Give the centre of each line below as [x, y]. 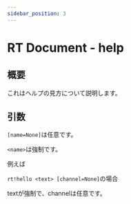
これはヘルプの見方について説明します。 [64, 93]
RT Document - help [65, 47]
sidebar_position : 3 [37, 13]
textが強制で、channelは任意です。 [57, 194]
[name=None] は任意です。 [42, 135]
